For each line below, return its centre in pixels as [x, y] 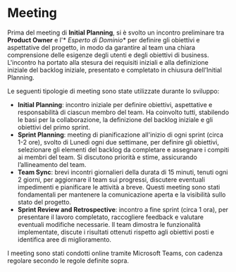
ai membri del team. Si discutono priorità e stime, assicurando [107, 157]
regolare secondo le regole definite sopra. [68, 260]
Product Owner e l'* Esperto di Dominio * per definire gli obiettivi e [104, 39]
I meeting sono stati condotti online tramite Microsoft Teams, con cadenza [115, 253]
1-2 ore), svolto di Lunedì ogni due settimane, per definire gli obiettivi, [118, 142]
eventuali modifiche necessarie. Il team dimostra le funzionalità [109, 224]
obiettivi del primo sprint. [54, 127]
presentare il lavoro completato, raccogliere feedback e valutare [111, 217]
